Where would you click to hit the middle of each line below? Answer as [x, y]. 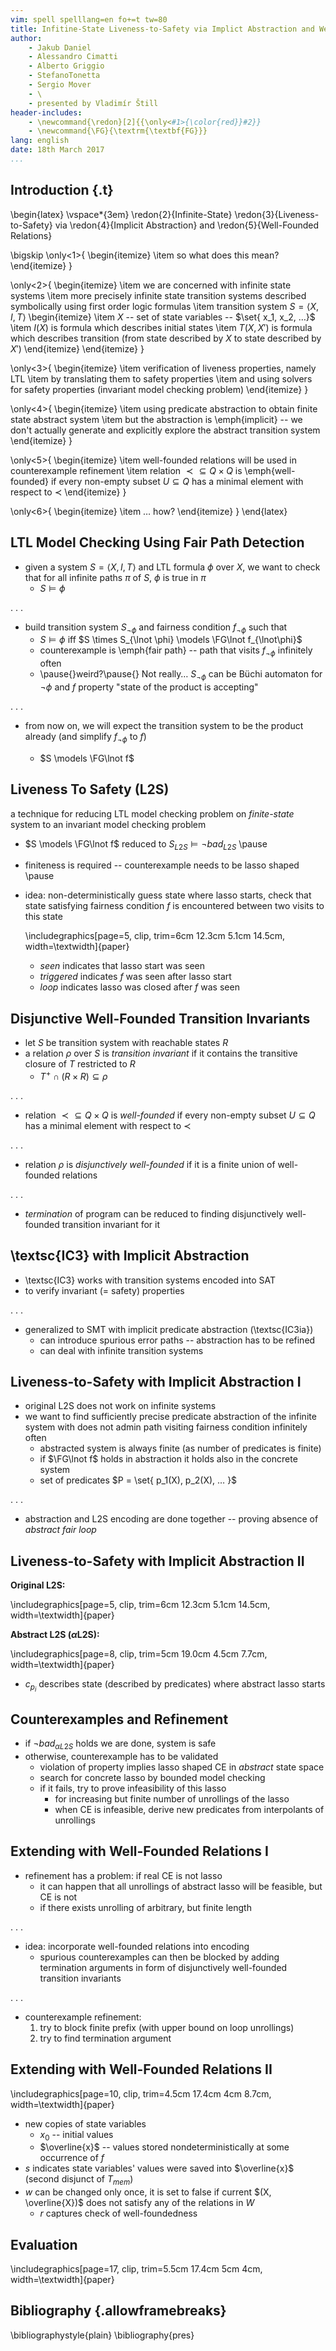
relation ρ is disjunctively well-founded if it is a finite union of [150, 1164]
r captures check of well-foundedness [118, 2213]
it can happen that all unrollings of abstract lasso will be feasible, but [181, 1886]
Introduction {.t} [62, 190]
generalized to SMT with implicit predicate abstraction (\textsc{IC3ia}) [169, 1329]
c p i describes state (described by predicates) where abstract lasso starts [175, 1686]
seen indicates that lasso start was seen [122, 966]
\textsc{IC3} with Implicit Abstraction [130, 1256]
